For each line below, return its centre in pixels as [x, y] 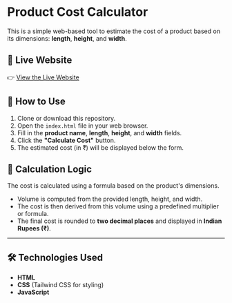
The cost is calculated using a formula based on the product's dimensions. [113, 186]
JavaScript [33, 292]
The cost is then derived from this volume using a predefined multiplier [118, 206]
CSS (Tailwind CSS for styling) [60, 285]
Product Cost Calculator [78, 12]
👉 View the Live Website [43, 77]
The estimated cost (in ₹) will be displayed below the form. [100, 147]
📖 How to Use [36, 102]
